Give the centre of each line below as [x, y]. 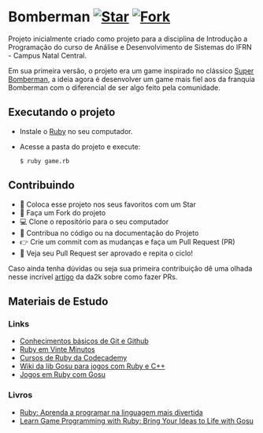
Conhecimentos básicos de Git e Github [84, 341]
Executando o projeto [62, 112]
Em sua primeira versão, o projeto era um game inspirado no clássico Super [131, 70]
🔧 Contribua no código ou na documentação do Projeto [109, 233]
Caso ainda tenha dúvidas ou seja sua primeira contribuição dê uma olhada [130, 268]
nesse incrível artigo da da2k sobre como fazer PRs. [93, 277]
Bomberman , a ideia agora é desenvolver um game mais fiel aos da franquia [132, 79]
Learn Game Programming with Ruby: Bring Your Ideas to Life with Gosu [137, 420]
